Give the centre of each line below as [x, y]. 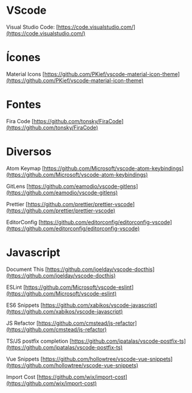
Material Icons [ [25, 74]
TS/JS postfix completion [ [39, 341]
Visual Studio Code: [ [32, 27]
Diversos [29, 152]
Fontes [24, 105]
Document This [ [27, 269]
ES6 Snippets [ [25, 305]
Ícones [23, 58]
